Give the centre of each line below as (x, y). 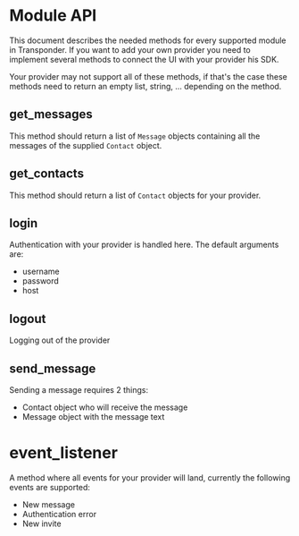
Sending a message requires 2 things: (79, 390)
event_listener (64, 453)
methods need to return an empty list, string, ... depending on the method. (145, 86)
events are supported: (50, 487)
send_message (53, 368)
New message (49, 504)
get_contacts (47, 174)
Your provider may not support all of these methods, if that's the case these (148, 76)
